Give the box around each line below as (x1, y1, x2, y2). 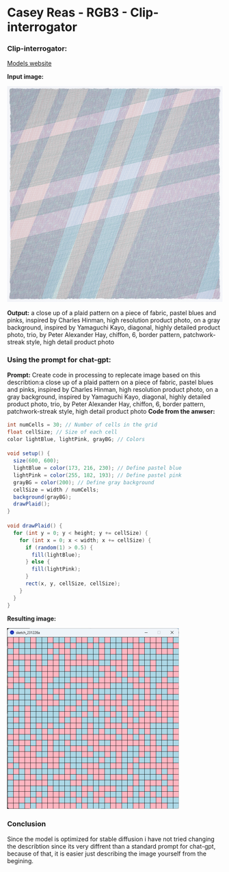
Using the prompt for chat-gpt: (7, 355, 111, 364)
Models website (7, 60, 52, 68)
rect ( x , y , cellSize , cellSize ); (25, 580, 121, 587)
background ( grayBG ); (13, 493, 72, 501)
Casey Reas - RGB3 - (7, 5, 128, 21)
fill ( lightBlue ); (31, 551, 81, 558)
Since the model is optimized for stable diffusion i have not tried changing (7, 834, 215, 843)
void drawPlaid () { (7, 523, 63, 530)
